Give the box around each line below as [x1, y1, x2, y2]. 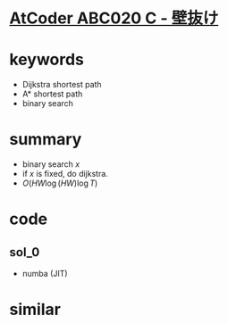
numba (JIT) [21, 269, 69, 279]
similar [9, 300, 61, 320]
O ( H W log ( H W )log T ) [21, 178, 98, 188]
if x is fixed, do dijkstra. [21, 169, 109, 179]
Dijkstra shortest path [21, 79, 102, 90]
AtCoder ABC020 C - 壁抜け [9, 8, 219, 29]
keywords [9, 50, 85, 70]
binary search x [21, 159, 80, 170]
